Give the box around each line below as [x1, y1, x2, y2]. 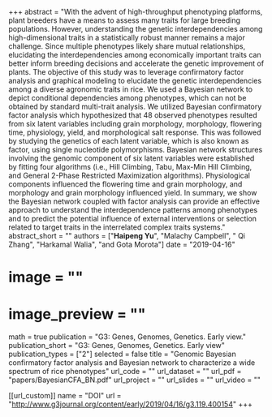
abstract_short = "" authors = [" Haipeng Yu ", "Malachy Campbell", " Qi [8, 231, 246, 240]
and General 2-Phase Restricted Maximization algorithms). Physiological [8, 170, 250, 180]
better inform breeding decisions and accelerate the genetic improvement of [8, 58, 265, 68]
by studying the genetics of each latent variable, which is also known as [8, 136, 249, 145]
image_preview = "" [8, 305, 146, 324]
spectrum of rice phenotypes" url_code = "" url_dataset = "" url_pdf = [8, 367, 242, 376]
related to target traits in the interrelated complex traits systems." [8, 222, 226, 232]
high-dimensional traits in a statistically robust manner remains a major [8, 32, 245, 42]
